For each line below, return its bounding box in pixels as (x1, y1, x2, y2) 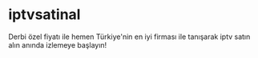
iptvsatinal (8, 6, 81, 24)
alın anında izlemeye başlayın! (8, 40, 107, 49)
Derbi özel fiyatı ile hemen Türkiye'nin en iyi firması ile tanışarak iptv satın (8, 32, 251, 41)
